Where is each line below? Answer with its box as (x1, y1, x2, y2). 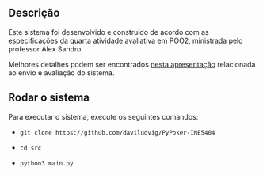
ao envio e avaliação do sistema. (8, 67, 115, 78)
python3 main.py (19, 159, 74, 167)
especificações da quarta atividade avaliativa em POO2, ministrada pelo (8, 36, 243, 45)
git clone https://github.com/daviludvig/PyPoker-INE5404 (19, 128, 215, 137)
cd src (19, 144, 42, 152)
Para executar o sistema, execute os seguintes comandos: (8, 112, 199, 121)
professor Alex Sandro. (8, 44, 83, 54)
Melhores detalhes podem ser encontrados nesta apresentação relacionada (8, 59, 256, 69)
